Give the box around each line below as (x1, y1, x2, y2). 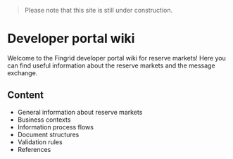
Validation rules (17, 137, 63, 146)
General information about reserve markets (17, 108, 143, 116)
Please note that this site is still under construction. (24, 6, 173, 14)
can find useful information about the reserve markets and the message (7, 61, 216, 70)
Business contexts (17, 115, 71, 124)
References (17, 145, 51, 153)
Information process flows (17, 122, 94, 131)
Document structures (17, 130, 80, 139)
